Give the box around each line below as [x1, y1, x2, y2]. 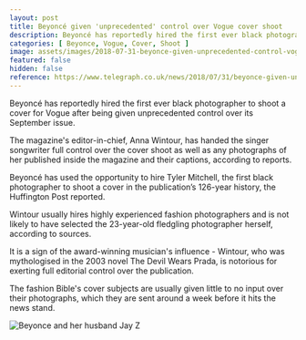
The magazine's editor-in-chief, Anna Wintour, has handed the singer [9, 134, 270, 146]
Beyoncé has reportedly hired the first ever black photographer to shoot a [9, 98, 286, 108]
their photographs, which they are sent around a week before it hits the [9, 293, 276, 304]
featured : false [9, 56, 71, 65]
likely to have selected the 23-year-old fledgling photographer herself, [9, 218, 273, 229]
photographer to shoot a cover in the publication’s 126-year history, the [9, 181, 276, 192]
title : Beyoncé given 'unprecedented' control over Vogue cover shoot [9, 22, 283, 31]
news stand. [9, 302, 56, 313]
